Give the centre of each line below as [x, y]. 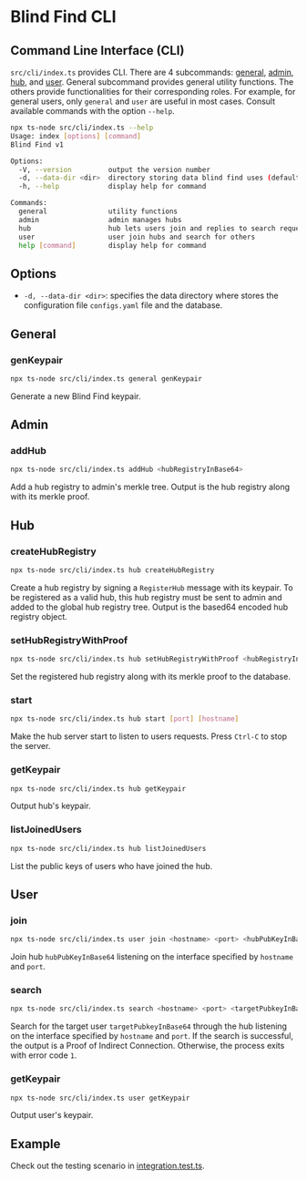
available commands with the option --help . [93, 111]
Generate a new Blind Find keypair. [76, 396]
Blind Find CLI [63, 17]
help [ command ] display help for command [113, 245]
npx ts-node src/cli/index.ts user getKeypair [100, 1098]
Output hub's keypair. [51, 806]
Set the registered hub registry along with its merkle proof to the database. [150, 677]
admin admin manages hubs [100, 220]
